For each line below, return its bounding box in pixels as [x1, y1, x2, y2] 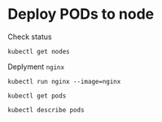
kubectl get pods [7, 91, 67, 100]
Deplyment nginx [7, 62, 65, 72]
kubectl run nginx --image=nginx [7, 77, 121, 85]
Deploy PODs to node [7, 5, 155, 24]
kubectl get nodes [7, 47, 70, 55]
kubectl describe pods [7, 106, 85, 114]
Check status [7, 32, 52, 41]
